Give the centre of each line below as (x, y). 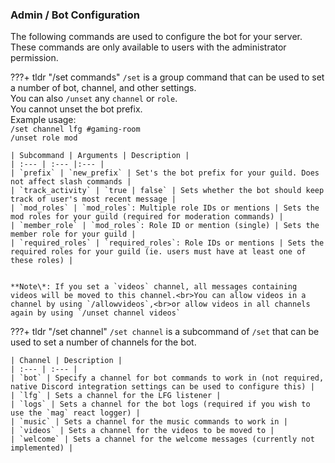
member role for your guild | (73, 234)
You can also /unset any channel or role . (94, 99)
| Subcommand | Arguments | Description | (100, 156)
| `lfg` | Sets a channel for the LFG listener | (116, 396)
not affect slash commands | (71, 182)
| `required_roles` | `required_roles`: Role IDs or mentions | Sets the (167, 243)
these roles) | (42, 261)
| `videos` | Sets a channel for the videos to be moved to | (142, 431)
